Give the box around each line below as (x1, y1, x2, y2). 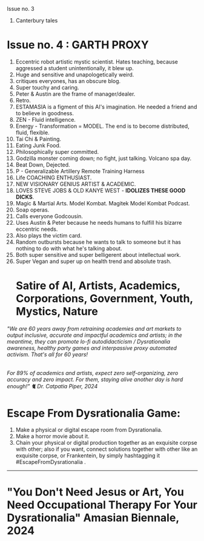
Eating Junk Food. (15, 142, 61, 149)
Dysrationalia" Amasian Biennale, (7, 511, 179, 525)
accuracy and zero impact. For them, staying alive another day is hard (7, 376, 183, 383)
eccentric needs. (15, 225, 58, 233)
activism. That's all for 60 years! (7, 351, 88, 358)
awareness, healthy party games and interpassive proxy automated (7, 344, 177, 351)
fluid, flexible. (15, 128, 50, 136)
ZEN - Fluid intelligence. (15, 116, 76, 123)
